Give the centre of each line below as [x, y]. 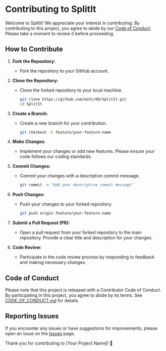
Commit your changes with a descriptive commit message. [80, 176]
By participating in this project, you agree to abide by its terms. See [74, 295]
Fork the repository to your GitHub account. [64, 71]
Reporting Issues [32, 316]
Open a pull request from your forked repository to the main [81, 233]
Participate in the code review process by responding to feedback [87, 257]
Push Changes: [28, 195]
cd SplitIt [31, 104]
